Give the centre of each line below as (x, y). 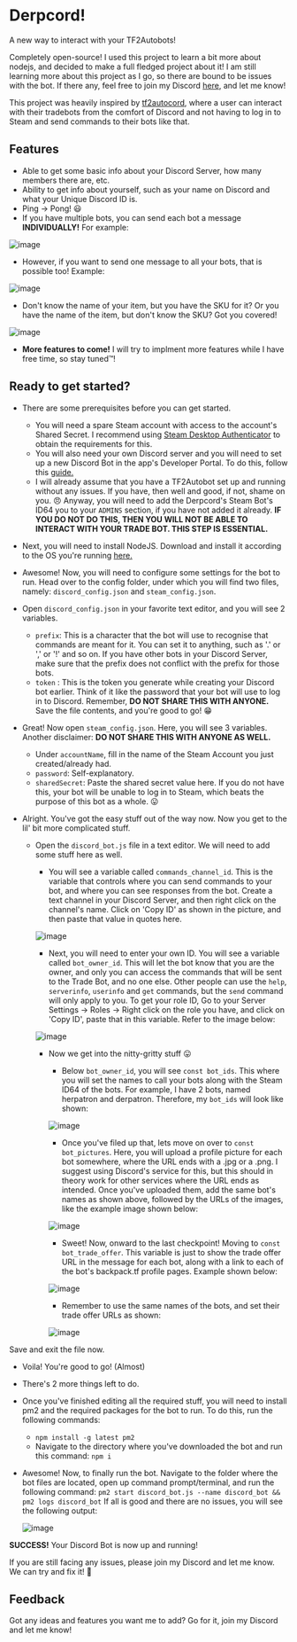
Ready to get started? (70, 387)
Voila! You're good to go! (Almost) (84, 1366)
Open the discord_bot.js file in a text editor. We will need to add (152, 845)
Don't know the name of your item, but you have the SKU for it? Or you (150, 305)
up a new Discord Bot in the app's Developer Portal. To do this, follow (161, 463)
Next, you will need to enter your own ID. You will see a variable (164, 953)
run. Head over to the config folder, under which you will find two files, (150, 582)
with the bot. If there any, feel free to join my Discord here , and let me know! (148, 85)
